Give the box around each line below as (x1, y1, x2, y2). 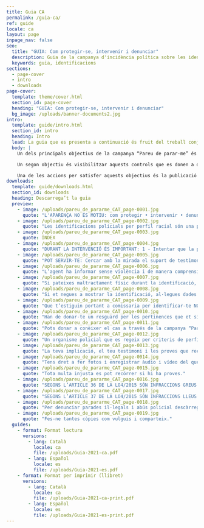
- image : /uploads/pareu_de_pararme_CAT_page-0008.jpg (17, 286, 159, 292)
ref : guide (6, 20, 34, 26)
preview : (12, 200, 34, 207)
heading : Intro (12, 133, 50, 140)
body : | (12, 144, 32, 151)
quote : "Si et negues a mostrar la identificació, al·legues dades (22, 291, 197, 297)
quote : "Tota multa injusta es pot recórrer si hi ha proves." (22, 371, 186, 377)
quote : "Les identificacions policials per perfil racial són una (22, 224, 194, 230)
